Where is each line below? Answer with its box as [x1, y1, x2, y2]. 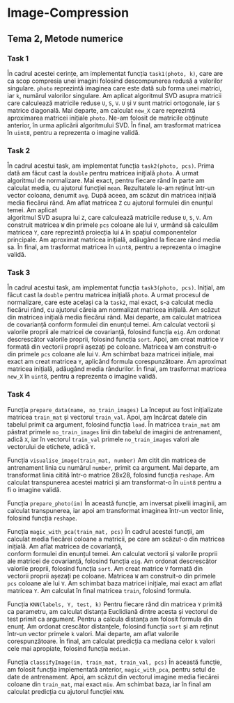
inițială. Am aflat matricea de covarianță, [7, 542, 123, 551]
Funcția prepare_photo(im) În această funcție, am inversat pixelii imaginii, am [7, 499, 227, 507]
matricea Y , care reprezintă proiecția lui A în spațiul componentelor [7, 228, 197, 237]
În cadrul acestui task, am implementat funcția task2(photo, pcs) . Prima [7, 161, 214, 170]
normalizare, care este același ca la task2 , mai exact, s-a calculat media [7, 298, 214, 307]
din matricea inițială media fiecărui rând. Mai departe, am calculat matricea [7, 313, 221, 322]
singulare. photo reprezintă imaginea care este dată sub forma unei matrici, [7, 84, 222, 92]
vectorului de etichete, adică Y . [7, 442, 95, 450]
